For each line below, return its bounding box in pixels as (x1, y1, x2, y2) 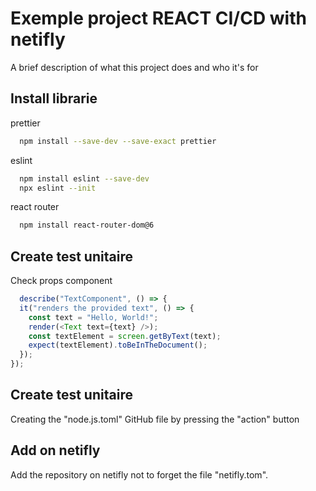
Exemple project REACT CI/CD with (10, 7, 307, 30)
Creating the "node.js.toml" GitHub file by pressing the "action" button (10, 413, 300, 425)
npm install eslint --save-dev (19, 173, 150, 184)
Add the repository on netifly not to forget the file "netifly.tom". (10, 468, 269, 481)
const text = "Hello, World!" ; (28, 312, 159, 322)
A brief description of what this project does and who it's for (10, 61, 259, 73)
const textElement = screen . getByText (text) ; (28, 331, 222, 341)
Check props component (10, 275, 113, 287)
